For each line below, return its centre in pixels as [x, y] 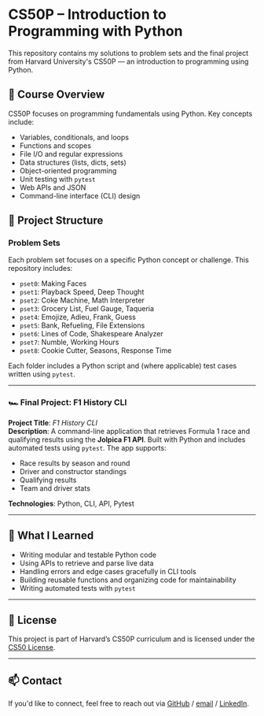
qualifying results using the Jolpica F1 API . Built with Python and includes [127, 440]
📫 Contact [35, 680]
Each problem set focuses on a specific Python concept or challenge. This [128, 260]
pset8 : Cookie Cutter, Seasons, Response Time [95, 351]
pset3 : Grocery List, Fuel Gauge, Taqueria [87, 309]
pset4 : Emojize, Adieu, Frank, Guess [77, 317]
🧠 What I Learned [51, 536]
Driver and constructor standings [73, 471]
